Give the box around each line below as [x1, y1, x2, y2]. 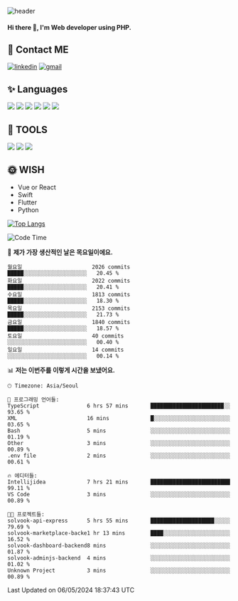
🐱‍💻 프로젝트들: [7, 511, 45, 518]
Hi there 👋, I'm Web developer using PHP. [7, 23, 131, 31]
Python [17, 205, 39, 214]
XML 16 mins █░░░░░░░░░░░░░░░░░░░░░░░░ [7, 414, 231, 422]
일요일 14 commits [7, 346, 124, 353]
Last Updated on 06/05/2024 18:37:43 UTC [7, 585, 135, 594]
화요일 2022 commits [7, 277, 131, 284]
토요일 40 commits [7, 332, 124, 340]
